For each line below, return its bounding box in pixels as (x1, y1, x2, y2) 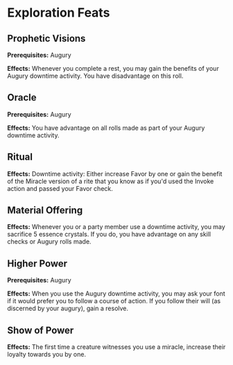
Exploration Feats (7, 5, 110, 21)
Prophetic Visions (7, 33, 86, 44)
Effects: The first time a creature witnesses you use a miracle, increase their (7, 343, 226, 351)
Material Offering (7, 205, 83, 217)
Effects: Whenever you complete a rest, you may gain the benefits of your (7, 65, 220, 72)
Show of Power (7, 324, 74, 336)
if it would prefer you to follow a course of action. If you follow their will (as (7, 297, 221, 305)
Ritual (7, 151, 33, 163)
